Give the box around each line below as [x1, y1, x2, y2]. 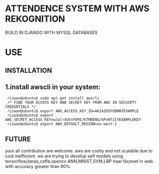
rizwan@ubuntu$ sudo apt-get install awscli [7, 96, 99, 101]
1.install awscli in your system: [5, 83, 101, 91]
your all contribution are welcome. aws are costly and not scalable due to [5, 148, 153, 154]
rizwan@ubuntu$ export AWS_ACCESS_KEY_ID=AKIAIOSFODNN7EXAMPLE [7, 109, 139, 114]
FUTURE [5, 135, 31, 143]
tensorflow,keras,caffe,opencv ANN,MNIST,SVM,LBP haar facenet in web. [5, 158, 155, 164]
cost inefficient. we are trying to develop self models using [5, 153, 123, 159]
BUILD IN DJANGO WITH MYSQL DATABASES [5, 29, 98, 35]
